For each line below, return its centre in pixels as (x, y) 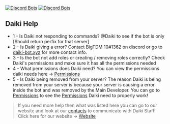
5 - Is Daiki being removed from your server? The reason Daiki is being (87, 79)
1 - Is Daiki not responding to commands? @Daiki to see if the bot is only (88, 36)
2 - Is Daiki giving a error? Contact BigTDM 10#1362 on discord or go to (88, 47)
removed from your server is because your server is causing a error (84, 84)
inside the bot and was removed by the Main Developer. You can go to (86, 90)
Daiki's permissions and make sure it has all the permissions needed (84, 63)
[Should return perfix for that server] (51, 41)
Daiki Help (22, 24)
